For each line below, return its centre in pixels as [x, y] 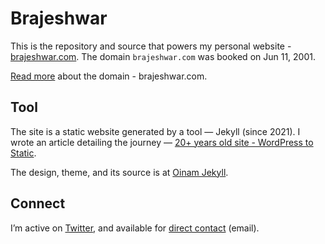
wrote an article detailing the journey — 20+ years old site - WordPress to [162, 142]
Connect [38, 203]
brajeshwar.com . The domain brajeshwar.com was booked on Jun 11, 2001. [163, 56]
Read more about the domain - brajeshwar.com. [109, 76]
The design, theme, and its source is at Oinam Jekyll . [119, 172]
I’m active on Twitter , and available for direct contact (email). [135, 228]
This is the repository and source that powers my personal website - [151, 46]
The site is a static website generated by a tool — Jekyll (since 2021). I [155, 131]
